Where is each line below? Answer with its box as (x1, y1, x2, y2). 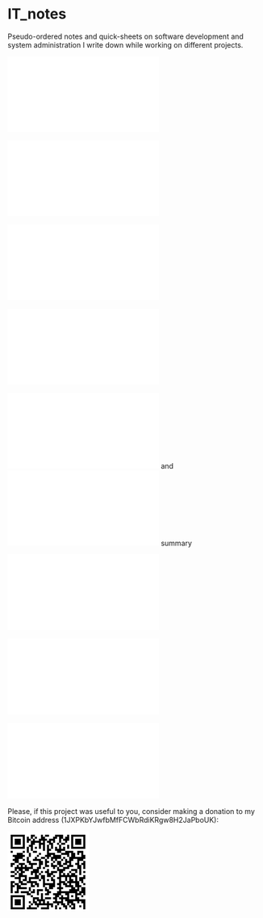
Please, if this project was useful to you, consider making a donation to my (7, 806, 256, 816)
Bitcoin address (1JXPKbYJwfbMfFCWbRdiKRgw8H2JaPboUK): (7, 815, 219, 824)
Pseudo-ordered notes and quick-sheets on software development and (7, 31, 244, 41)
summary (160, 538, 193, 548)
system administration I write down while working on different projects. (7, 40, 244, 49)
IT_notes (7, 5, 67, 23)
